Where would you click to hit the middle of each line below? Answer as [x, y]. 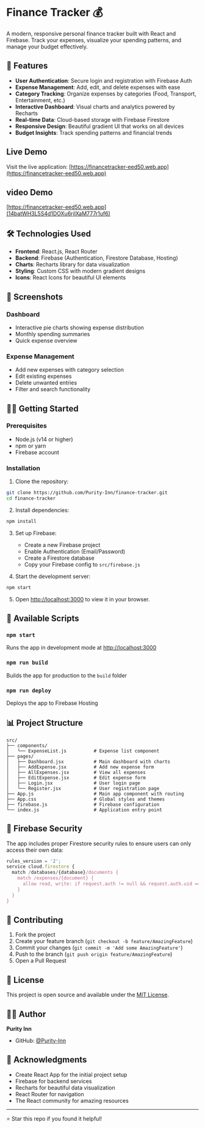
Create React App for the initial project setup [71, 1074]
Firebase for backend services [53, 1081]
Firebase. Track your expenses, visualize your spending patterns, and [94, 40]
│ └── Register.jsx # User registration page [83, 788]
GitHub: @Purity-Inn [40, 1040]
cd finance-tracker [31, 498]
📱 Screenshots [35, 297]
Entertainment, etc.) [40, 100]
